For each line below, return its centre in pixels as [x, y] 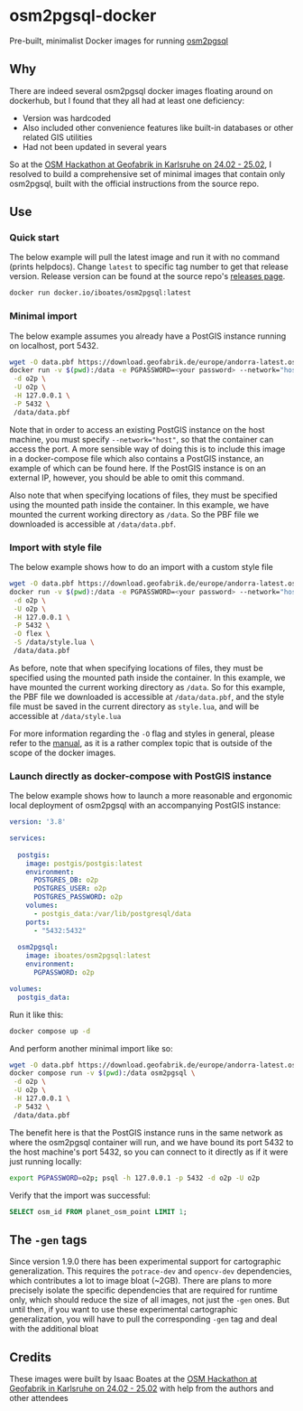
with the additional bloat [54, 1329]
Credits [31, 1357]
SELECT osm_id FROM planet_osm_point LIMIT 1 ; [98, 1211]
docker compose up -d [50, 1031]
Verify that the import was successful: [80, 1195]
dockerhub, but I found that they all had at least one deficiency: [127, 100]
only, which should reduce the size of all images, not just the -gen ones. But [150, 1300]
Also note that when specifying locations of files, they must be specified [143, 495]
